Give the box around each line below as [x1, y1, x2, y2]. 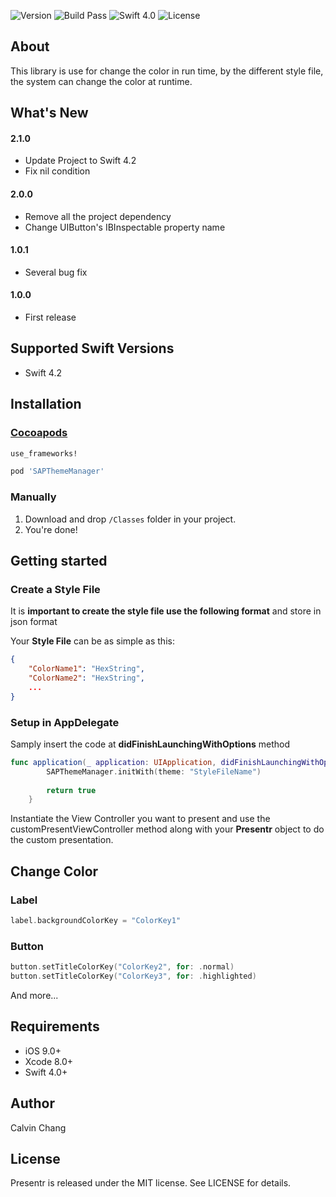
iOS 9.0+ [24, 1045, 62, 1057]
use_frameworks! [10, 448, 78, 459]
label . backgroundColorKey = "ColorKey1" [10, 915, 182, 925]
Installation [10, 396, 82, 413]
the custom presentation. [10, 834, 114, 846]
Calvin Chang [10, 1121, 67, 1134]
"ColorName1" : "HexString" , [28, 664, 145, 674]
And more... [10, 989, 59, 1001]
